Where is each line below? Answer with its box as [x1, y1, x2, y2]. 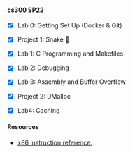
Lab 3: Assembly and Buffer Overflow [17, 78, 126, 86]
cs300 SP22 [7, 6, 44, 14]
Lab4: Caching [17, 106, 60, 114]
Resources [7, 123, 40, 131]
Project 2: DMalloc [17, 92, 71, 100]
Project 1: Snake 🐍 [17, 35, 70, 44]
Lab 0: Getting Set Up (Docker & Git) [17, 21, 122, 30]
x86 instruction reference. [17, 138, 93, 147]
